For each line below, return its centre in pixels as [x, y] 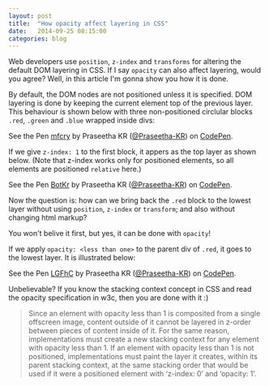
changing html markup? [48, 218]
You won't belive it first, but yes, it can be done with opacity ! [109, 234]
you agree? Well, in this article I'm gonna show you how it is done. [118, 79]
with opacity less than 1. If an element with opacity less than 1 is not [141, 348]
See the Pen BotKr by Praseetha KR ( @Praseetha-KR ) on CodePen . [120, 185]
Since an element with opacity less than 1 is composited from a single [144, 314]
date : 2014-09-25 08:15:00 [58, 31]
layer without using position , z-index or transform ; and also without [122, 209]
